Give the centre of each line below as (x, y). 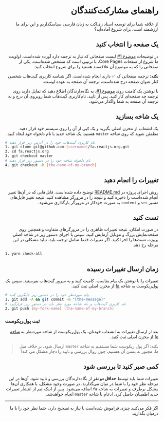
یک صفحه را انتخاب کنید (127, 45)
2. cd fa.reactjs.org (27, 152)
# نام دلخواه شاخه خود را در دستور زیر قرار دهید (48, 161)
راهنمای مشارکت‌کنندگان (115, 10)
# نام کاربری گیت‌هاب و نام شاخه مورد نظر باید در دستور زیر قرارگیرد (66, 304)
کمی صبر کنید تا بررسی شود (121, 367)
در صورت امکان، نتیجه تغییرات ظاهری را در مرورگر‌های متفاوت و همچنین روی (89, 230)
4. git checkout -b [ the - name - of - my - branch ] (51, 165)
